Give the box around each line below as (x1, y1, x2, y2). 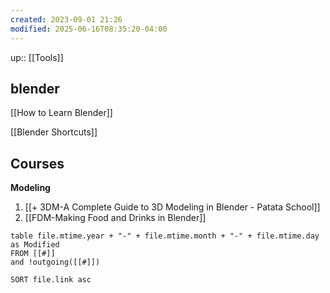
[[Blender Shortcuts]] (10, 126, 98, 138)
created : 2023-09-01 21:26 (10, 14, 123, 25)
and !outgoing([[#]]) (10, 257, 101, 268)
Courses (10, 155, 65, 172)
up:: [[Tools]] (10, 51, 64, 63)
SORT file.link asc (10, 275, 92, 285)
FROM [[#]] (10, 249, 56, 259)
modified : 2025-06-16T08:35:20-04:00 (10, 24, 168, 34)
